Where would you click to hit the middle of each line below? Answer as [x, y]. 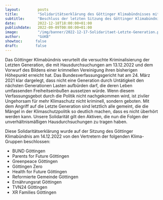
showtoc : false [26, 41]
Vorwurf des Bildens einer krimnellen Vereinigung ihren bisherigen [71, 70]
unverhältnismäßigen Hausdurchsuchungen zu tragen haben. [66, 122]
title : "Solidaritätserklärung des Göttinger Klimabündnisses [78, 14]
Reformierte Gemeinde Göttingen [45, 177]
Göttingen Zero [27, 166]
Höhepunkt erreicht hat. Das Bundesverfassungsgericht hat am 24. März [78, 75]
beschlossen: [37, 141]
